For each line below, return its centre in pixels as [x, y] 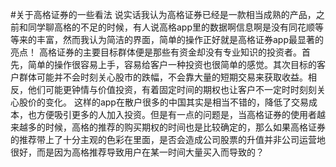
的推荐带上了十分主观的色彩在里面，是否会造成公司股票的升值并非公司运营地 [168, 139]
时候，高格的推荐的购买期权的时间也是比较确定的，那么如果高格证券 [185, 127]
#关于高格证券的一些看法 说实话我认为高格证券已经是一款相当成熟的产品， [163, 14]
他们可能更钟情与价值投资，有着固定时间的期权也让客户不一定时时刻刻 [172, 89]
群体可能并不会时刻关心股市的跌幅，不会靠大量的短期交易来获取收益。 [163, 77]
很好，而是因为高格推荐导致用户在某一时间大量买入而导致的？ [137, 152]
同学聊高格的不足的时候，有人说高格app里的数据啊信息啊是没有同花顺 [171, 27]
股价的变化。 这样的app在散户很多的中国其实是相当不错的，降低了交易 [163, 102]
